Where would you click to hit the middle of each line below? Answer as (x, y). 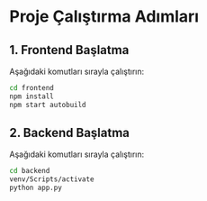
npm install (31, 96)
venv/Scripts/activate (52, 179)
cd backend (30, 171)
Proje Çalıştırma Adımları (104, 17)
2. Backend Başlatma (70, 133)
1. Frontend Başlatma (69, 50)
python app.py (36, 188)
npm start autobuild (48, 105)
